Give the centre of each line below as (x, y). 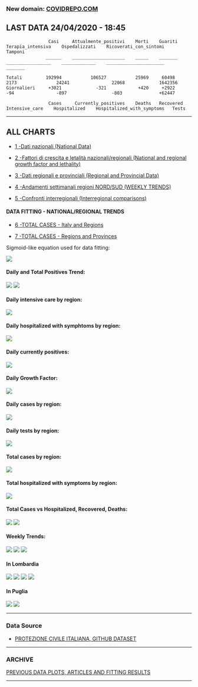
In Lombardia (23, 564)
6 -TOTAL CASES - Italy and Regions (59, 224)
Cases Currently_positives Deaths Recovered (115, 103)
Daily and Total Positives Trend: (46, 272)
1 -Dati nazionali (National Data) (53, 146)
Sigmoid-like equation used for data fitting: (58, 247)
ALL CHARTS (31, 132)
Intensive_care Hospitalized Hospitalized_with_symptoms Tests (96, 108)
